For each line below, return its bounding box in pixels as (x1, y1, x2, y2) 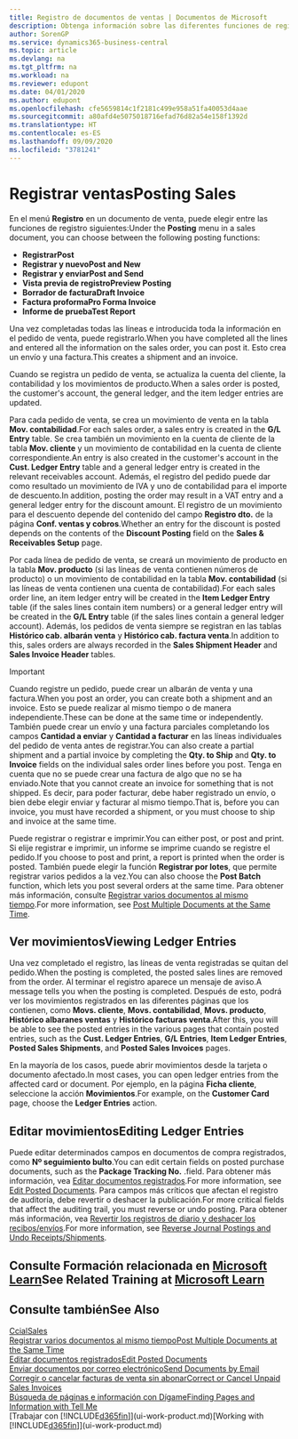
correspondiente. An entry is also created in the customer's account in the (9, 452, 279, 462)
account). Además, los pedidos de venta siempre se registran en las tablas (9, 620, 282, 631)
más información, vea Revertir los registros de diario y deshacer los (9, 1213, 255, 1224)
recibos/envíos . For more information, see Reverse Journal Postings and (9, 1223, 271, 1234)
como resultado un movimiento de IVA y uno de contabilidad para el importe (9, 480, 287, 491)
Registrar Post (21, 249, 74, 260)
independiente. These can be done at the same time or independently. (9, 711, 263, 722)
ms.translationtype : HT (9, 121, 98, 130)
